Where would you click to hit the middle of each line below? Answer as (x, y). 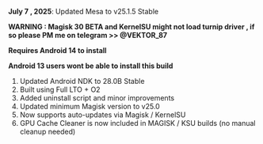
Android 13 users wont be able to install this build (91, 66)
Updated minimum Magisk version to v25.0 (90, 106)
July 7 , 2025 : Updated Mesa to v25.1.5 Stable (84, 11)
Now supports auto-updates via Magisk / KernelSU (103, 115)
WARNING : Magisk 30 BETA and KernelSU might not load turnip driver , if (131, 27)
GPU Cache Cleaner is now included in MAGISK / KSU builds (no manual (137, 123)
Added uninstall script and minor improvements (97, 98)
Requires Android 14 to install (57, 50)
